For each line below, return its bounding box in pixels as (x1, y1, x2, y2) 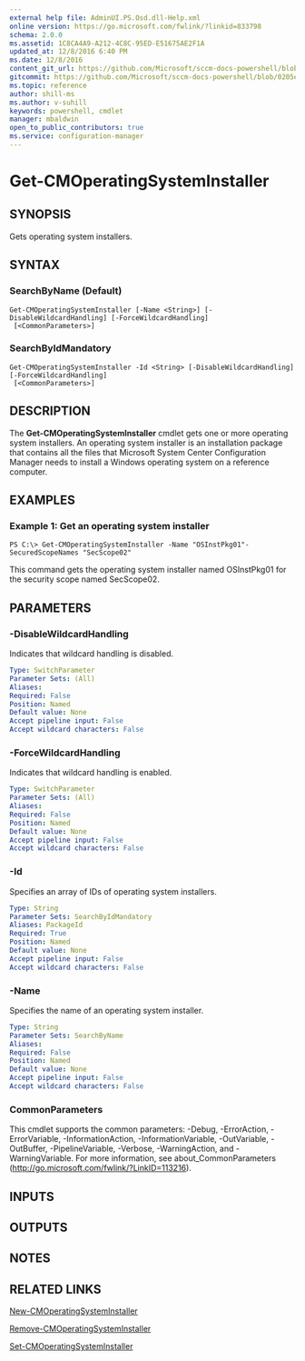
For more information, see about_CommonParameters (75, 1153, 277, 1164)
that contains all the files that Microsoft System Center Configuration (9, 446, 266, 457)
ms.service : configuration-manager (9, 132, 144, 141)
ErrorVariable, (9, 1134, 62, 1145)
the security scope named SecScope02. (9, 574, 161, 585)
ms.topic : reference (9, 81, 88, 90)
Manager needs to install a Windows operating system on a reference (9, 456, 270, 467)
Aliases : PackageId (9, 920, 84, 930)
